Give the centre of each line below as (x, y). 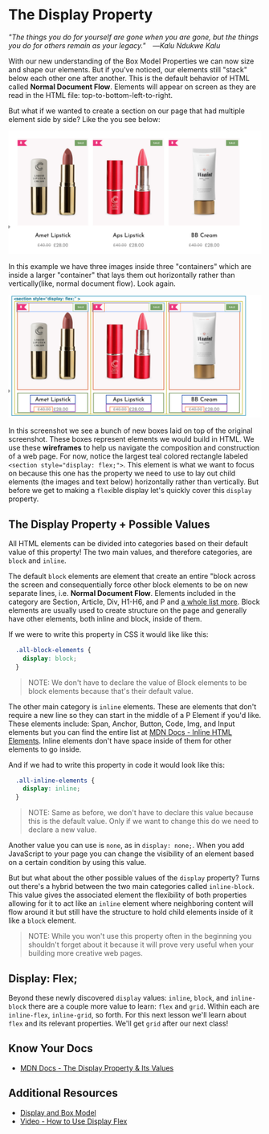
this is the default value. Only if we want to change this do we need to (143, 822)
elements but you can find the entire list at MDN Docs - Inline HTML (120, 732)
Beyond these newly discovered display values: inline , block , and (118, 998)
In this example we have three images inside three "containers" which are (130, 267)
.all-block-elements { (53, 650)
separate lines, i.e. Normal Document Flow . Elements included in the (122, 593)
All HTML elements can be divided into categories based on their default (128, 543)
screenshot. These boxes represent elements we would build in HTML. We (131, 439)
